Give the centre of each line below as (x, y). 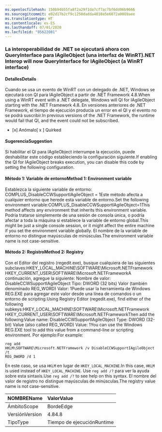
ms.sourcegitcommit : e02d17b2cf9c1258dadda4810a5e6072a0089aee (70, 14)
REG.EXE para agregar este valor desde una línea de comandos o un (73, 294)
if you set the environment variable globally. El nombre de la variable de (76, 231)
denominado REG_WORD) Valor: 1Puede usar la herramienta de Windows (78, 288)
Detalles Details (21, 79)
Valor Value (60, 398)
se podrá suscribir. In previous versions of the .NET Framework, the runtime (80, 116)
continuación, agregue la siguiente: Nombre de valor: (58, 278)
